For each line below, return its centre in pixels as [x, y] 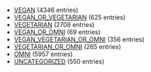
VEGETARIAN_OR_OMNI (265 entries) [67, 47]
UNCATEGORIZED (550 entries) [59, 61]
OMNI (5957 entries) [43, 54]
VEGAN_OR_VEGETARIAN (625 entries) [70, 17]
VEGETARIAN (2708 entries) [54, 25]
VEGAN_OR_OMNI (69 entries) [57, 32]
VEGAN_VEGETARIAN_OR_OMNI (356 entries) [79, 39]
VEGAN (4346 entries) [46, 10]
